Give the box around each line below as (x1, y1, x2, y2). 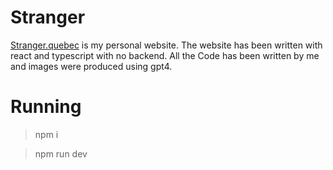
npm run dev (34, 147, 88, 160)
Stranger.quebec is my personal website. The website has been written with (10, 39, 323, 51)
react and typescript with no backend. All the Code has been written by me (10, 49, 320, 61)
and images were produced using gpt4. (10, 60, 173, 72)
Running (10, 96, 82, 118)
